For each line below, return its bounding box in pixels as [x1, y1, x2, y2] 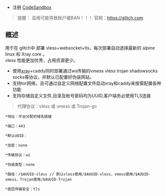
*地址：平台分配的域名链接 [5, 114, 52, 119]
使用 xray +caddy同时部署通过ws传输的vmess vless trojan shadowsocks [12, 67, 158, 73]
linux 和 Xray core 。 [5, 51, 47, 57]
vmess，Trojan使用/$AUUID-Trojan [5, 177, 72, 182]
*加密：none [5, 143, 28, 148]
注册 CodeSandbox [12, 4, 52, 10]
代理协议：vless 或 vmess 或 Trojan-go [17, 103, 97, 109]
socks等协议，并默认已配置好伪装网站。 [12, 74, 94, 80]
